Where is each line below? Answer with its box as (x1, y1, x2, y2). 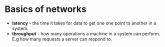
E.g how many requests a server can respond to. (11, 36, 112, 42)
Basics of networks (4, 3, 87, 15)
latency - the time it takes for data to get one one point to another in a (11, 20, 156, 26)
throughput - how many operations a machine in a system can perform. (11, 30, 160, 36)
